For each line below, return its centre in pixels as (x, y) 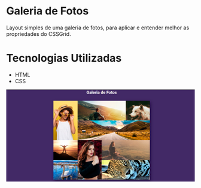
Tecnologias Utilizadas (64, 58)
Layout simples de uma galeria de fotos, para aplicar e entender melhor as (98, 28)
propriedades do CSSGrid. (39, 34)
